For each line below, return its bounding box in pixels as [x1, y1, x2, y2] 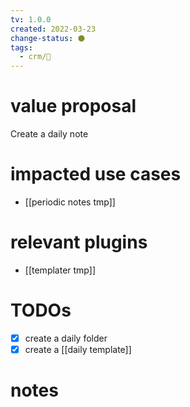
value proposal [10, 95, 137, 118]
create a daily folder [24, 332, 108, 344]
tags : [10, 42, 33, 53]
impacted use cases [10, 163, 182, 186]
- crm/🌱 [19, 52, 52, 62]
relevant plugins [10, 231, 148, 254]
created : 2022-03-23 [10, 24, 97, 34]
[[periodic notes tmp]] [24, 196, 116, 208]
